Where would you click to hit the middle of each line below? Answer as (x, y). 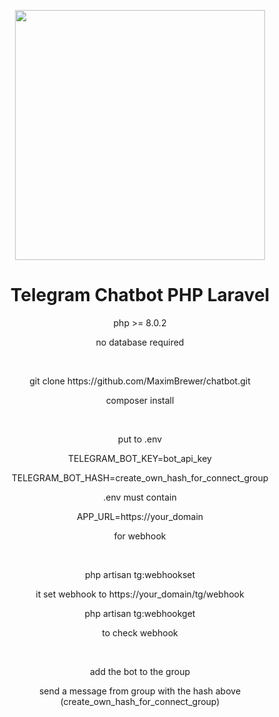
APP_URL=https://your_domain (140, 516)
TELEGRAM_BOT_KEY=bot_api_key (140, 458)
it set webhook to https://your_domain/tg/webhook (140, 594)
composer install (140, 400)
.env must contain (140, 497)
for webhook (140, 536)
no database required (140, 342)
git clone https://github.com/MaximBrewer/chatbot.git (140, 381)
